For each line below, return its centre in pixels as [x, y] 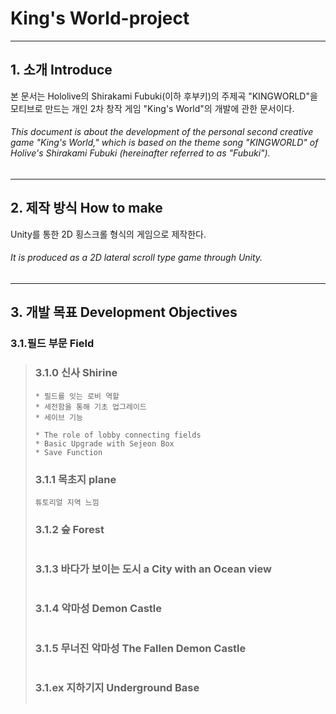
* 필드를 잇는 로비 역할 [77, 396]
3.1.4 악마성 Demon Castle [98, 609]
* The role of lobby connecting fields [118, 435]
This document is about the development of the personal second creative [162, 132]
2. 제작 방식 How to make [86, 208]
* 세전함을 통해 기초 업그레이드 [90, 407]
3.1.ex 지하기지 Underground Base [117, 687]
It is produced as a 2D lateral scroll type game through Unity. [136, 258]
